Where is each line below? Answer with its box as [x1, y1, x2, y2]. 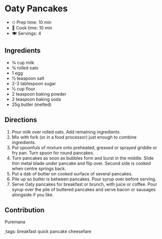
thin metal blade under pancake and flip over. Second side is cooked [11, 160, 151, 166]
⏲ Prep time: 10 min [11, 19, 52, 25]
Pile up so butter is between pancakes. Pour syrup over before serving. [11, 176, 157, 182]
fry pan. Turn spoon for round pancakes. [11, 150, 95, 156]
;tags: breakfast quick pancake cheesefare [4, 229, 92, 235]
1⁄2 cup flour [11, 86, 35, 92]
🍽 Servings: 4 [11, 30, 41, 36]
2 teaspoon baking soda [11, 96, 61, 102]
